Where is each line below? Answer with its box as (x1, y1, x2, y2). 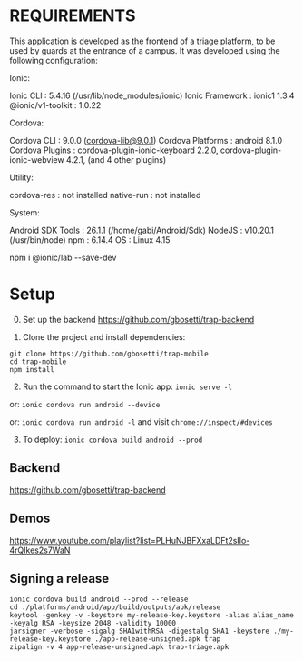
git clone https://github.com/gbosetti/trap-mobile (9, 349, 209, 358)
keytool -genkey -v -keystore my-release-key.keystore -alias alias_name (9, 611, 295, 620)
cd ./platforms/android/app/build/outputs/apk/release (9, 603, 221, 612)
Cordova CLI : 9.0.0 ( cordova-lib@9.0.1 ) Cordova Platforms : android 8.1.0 (9, 135, 283, 145)
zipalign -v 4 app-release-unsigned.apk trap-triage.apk (9, 643, 230, 652)
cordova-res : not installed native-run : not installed (9, 189, 201, 200)
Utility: (9, 172, 34, 183)
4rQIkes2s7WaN (9, 545, 71, 556)
